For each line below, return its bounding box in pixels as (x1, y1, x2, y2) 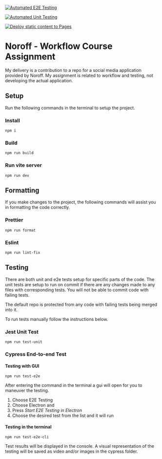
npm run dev (5, 173, 29, 178)
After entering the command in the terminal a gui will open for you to (5, 382, 142, 389)
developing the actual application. (5, 77, 73, 83)
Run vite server (5, 162, 42, 169)
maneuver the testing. (5, 388, 49, 393)
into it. (5, 306, 18, 313)
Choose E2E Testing (12, 397, 53, 403)
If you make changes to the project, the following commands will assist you (5, 199, 156, 205)
